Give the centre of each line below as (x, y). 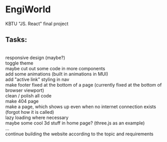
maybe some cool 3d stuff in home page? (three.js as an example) (75, 123)
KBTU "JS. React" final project (37, 24)
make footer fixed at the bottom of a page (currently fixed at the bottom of (84, 85)
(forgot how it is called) (30, 112)
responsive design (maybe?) (35, 57)
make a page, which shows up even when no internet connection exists (81, 107)
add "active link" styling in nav (37, 79)
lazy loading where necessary (37, 117)
